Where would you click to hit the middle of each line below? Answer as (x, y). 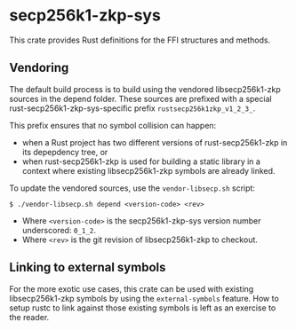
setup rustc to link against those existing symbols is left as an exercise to (143, 308)
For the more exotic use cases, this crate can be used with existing (132, 288)
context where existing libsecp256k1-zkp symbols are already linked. (148, 170)
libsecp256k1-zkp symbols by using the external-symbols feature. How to (144, 298)
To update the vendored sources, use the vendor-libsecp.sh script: (132, 188)
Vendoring (39, 68)
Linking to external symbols (88, 267)
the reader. (29, 317)
